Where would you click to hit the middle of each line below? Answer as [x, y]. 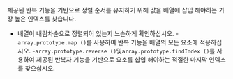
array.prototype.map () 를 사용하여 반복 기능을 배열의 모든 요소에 [107, 42]
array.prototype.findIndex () [166, 51]
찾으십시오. [40, 68]
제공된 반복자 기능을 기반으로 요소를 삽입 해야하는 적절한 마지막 [122, 60]
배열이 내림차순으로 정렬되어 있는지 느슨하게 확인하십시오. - [98, 34]
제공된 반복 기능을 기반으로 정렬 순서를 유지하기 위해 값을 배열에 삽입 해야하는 [112, 10]
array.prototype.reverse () [76, 51]
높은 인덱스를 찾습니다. [45, 19]
